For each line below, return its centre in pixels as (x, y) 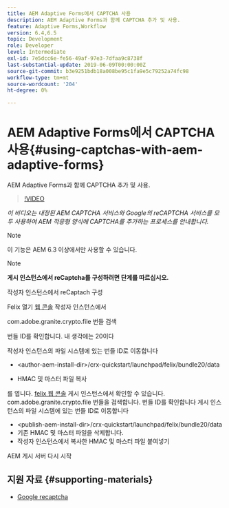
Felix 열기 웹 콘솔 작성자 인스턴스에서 (57, 307)
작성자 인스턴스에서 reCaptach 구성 (55, 292)
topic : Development (35, 39)
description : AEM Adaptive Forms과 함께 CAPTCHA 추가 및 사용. (94, 20)
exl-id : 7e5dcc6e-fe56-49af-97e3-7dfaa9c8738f (75, 59)
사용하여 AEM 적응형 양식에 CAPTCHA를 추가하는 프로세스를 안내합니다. (111, 222)
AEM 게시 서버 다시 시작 (40, 456)
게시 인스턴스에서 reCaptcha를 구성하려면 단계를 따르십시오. (88, 278)
